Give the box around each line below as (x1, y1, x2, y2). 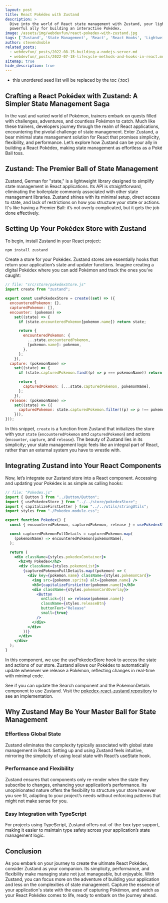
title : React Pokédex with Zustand (5, 12, 79, 17)
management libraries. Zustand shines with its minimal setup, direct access (5, 194, 160, 200)
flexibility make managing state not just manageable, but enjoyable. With (5, 871, 154, 877)
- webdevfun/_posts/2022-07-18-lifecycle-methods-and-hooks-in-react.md (9, 54, 164, 59)
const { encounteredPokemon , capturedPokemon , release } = (9, 522, 135, 527)
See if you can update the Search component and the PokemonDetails (5, 682, 150, 688)
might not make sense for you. (5, 798, 68, 804)
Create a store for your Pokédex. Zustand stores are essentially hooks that (5, 256, 158, 262)
